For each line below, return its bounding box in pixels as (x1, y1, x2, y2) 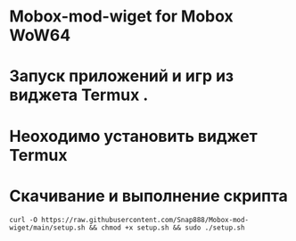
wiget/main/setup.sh (9, 223, 86, 232)
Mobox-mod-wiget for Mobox (9, 6, 234, 27)
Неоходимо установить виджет (9, 126, 258, 146)
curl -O (9, 215, 38, 224)
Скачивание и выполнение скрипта (9, 186, 288, 206)
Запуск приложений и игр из (9, 66, 234, 87)
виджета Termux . (9, 85, 149, 105)
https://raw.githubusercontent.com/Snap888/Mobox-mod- (41, 215, 250, 224)
